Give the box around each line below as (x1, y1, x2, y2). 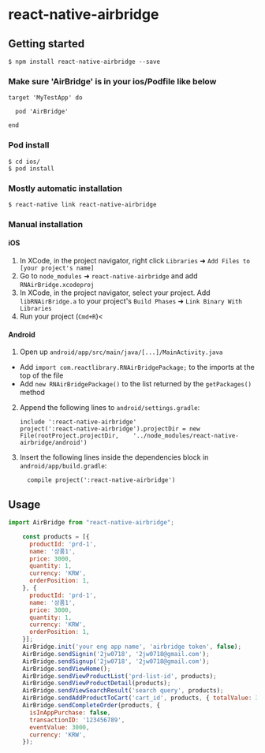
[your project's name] (19, 264, 95, 273)
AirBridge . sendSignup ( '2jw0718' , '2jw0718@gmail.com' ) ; (22, 657, 211, 665)
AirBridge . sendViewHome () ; (22, 665, 111, 673)
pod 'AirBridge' (15, 108, 69, 116)
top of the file (19, 371, 64, 380)
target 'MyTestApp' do (8, 94, 83, 102)
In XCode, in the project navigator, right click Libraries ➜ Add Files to (19, 256, 251, 266)
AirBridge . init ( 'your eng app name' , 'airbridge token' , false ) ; (22, 643, 242, 651)
